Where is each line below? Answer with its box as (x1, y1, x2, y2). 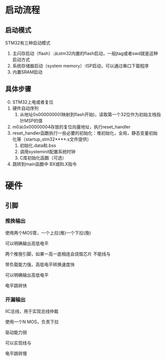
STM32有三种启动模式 (5, 40, 51, 46)
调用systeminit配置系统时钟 (19, 148, 76, 154)
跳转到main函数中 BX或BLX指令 (12, 161, 77, 167)
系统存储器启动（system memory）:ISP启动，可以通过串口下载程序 (12, 63, 149, 68)
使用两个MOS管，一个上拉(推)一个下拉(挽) (5, 230, 91, 236)
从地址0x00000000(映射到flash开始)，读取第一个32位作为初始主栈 (19, 111, 157, 117)
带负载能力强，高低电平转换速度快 (5, 261, 75, 267)
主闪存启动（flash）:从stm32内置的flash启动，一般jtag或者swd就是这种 (12, 51, 159, 56)
